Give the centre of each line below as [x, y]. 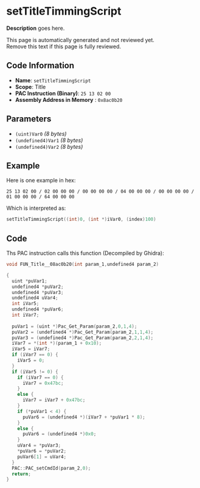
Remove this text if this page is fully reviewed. [64, 46]
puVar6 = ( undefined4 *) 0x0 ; [59, 434]
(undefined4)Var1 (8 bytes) [49, 140]
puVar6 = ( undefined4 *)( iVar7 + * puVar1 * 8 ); [84, 417]
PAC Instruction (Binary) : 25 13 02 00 [63, 93]
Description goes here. [36, 28]
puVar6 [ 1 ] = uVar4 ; [42, 457]
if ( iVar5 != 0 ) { [35, 371]
